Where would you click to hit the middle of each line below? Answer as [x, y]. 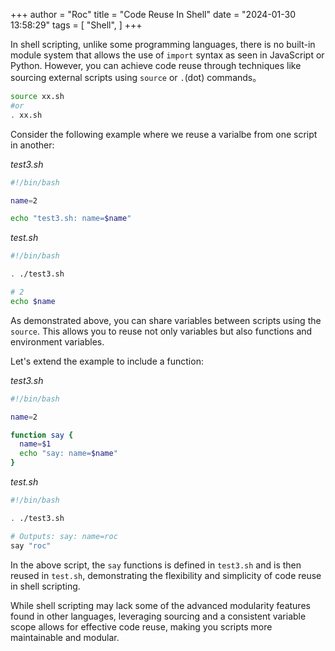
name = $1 [35, 444]
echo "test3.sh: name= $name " [71, 219]
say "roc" [31, 545]
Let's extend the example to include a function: [107, 361]
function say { [42, 435]
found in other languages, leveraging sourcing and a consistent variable [158, 616]
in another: [32, 145]
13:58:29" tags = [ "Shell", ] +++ [76, 25]
